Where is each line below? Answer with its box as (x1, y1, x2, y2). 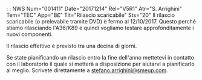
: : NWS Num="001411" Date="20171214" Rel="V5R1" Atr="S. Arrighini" (6, 5, 183, 12)
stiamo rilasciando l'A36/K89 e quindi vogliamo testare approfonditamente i (6, 24, 194, 31)
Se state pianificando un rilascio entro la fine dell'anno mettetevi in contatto (6, 54, 195, 61)
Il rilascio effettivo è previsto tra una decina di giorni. (6, 42, 137, 49)
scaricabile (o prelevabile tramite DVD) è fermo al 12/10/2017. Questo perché (6, 18, 197, 25)
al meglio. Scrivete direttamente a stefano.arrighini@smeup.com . (6, 67, 168, 74)
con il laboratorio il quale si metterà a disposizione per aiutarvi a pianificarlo (6, 60, 195, 67)
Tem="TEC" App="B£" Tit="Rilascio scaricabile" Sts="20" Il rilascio (6, 11, 175, 19)
